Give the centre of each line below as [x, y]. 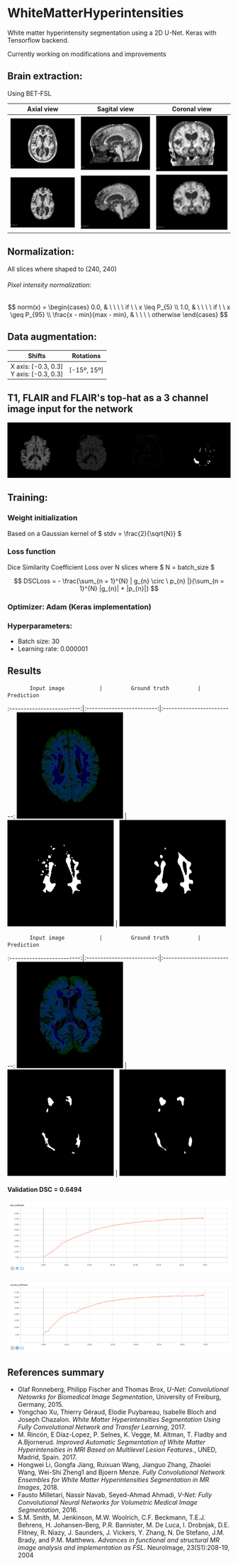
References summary [56, 1372]
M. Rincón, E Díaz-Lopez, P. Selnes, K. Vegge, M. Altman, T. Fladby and [122, 1435]
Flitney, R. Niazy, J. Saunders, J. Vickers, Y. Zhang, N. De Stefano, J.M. [121, 1532]
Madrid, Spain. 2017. [47, 1457]
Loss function [32, 552]
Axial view [43, 109]
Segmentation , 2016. [48, 1510]
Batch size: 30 [39, 641]
